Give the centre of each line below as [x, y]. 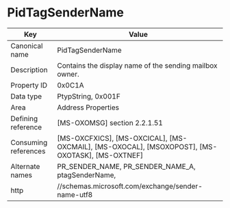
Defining [24, 118]
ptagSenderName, [87, 174]
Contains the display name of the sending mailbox [137, 65]
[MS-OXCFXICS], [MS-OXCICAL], [112, 138]
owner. [68, 74]
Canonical [27, 46]
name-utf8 [75, 194]
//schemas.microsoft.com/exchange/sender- [130, 186]
